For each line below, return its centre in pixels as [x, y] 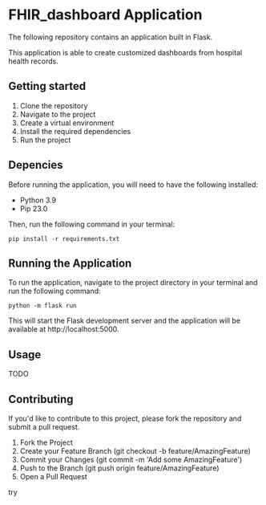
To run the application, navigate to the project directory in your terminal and [133, 283]
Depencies [36, 165]
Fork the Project [46, 442]
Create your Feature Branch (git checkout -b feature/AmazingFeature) [135, 451]
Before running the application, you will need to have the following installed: [133, 184]
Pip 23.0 [34, 208]
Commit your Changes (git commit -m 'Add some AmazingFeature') [131, 460]
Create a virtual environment [67, 123]
